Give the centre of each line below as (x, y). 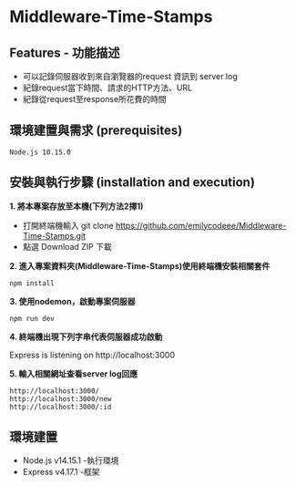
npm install (32, 283)
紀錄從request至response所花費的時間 (94, 99)
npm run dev (32, 318)
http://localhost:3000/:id (61, 407)
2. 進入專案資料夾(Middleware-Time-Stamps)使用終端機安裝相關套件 (140, 265)
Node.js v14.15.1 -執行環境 (71, 460)
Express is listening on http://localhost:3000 (92, 355)
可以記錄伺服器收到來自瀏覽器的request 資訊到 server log (130, 76)
